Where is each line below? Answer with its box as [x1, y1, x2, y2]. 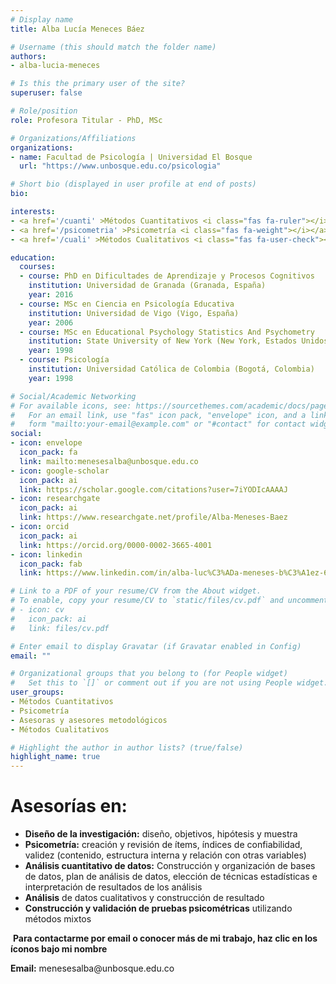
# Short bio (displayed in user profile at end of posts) [10, 179, 257, 190]
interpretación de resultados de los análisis [24, 881, 203, 893]
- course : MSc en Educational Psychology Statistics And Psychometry [19, 327, 315, 337]
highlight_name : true [10, 752, 101, 762]
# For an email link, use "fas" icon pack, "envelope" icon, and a [10, 410, 307, 420]
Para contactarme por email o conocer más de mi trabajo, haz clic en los [12, 932, 318, 945]
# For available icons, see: [10, 401, 132, 411]
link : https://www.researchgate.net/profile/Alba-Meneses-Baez [19, 512, 288, 523]
